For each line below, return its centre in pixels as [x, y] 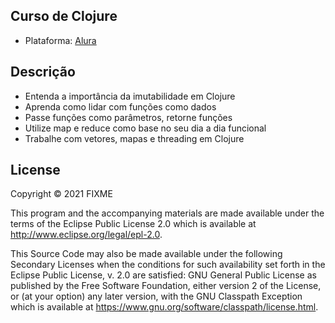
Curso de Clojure [64, 16]
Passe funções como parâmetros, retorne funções [128, 117]
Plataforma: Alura [60, 40]
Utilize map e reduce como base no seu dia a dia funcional [145, 128]
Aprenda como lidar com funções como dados [120, 106]
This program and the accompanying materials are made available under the [167, 213]
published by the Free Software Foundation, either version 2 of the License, [166, 286]
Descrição [43, 72]
